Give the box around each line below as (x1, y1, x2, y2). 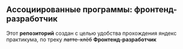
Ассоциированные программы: (6, 5, 133, 15)
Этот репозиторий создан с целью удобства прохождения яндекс (6, 30, 177, 37)
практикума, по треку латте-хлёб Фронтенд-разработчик (6, 35, 157, 43)
